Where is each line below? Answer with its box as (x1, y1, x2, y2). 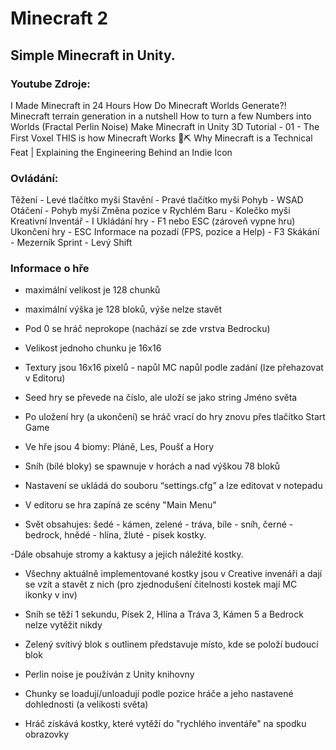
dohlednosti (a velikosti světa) (24, 698, 149, 711)
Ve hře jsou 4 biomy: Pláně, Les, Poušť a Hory (24, 441, 215, 453)
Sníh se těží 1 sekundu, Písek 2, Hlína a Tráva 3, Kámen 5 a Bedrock (24, 608, 304, 621)
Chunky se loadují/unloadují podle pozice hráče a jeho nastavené (24, 688, 294, 700)
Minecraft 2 (10, 7, 109, 30)
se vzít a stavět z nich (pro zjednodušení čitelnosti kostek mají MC (24, 578, 298, 591)
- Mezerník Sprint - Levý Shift (10, 237, 133, 249)
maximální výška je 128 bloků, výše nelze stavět (24, 303, 222, 316)
